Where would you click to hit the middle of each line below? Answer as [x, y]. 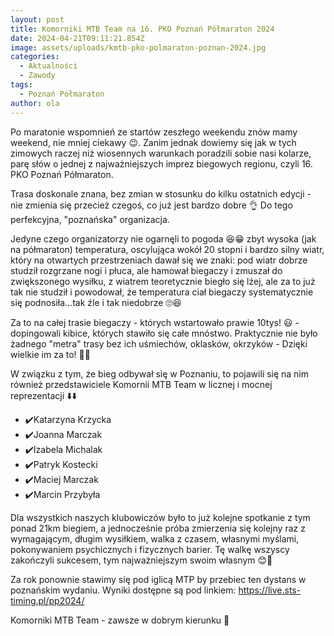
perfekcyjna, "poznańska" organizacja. [90, 219]
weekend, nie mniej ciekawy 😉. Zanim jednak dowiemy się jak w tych [153, 142]
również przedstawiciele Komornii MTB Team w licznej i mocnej [141, 384]
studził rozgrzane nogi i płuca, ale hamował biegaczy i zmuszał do [146, 270]
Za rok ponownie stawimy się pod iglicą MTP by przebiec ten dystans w [158, 579]
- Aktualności [48, 66]
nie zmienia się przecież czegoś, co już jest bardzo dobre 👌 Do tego [151, 205]
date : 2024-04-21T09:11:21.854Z [77, 38]
